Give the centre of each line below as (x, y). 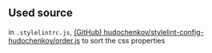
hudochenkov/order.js (44, 40)
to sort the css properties (124, 40)
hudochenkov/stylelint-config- (154, 32)
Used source (41, 13)
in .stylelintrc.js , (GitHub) (55, 32)
